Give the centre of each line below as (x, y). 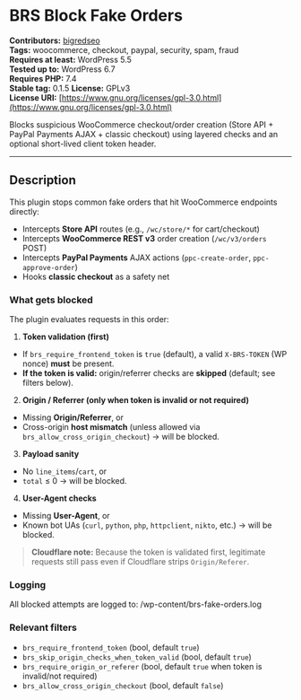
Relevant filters (43, 627)
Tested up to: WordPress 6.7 (62, 69)
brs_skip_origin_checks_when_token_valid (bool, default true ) (137, 657)
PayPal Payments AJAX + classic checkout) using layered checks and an (144, 134)
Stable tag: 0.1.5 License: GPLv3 (70, 88)
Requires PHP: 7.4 (43, 78)
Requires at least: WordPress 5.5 (71, 59)
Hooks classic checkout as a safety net (96, 276)
